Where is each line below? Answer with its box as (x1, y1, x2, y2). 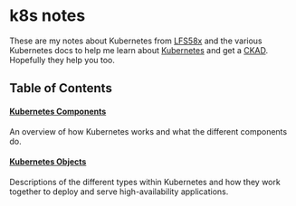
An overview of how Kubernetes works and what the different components (9, 126, 288, 136)
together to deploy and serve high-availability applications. (9, 186, 229, 197)
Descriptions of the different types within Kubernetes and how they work (9, 176, 281, 187)
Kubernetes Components (9, 106, 107, 117)
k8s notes (9, 5, 86, 26)
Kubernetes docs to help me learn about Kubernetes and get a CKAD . (9, 44, 269, 55)
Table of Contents (9, 80, 113, 96)
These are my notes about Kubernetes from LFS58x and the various (9, 35, 263, 46)
